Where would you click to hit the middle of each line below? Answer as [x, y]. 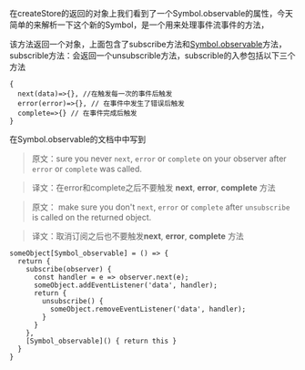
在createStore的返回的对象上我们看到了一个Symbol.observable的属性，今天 [152, 13]
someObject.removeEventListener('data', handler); [148, 309]
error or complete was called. [87, 169]
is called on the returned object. [91, 217]
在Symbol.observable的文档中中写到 [78, 139]
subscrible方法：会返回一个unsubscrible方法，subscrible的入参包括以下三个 [152, 56]
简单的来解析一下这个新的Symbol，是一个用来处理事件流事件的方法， [139, 25]
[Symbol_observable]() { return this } [102, 341]
